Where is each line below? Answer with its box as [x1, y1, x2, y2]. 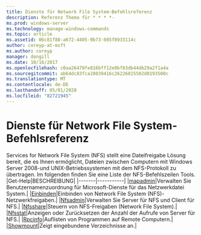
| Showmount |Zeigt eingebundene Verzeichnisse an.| [6, 222, 137, 229]
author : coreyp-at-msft [6, 43, 66, 49]
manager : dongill [6, 54, 50, 60]
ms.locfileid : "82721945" [6, 93, 71, 99]
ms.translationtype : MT [6, 76, 66, 82]
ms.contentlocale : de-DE [6, 82, 69, 88]
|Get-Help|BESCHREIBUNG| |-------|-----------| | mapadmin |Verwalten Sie [6, 177, 191, 184]
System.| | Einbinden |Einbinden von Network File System [6, 190, 147, 197]
